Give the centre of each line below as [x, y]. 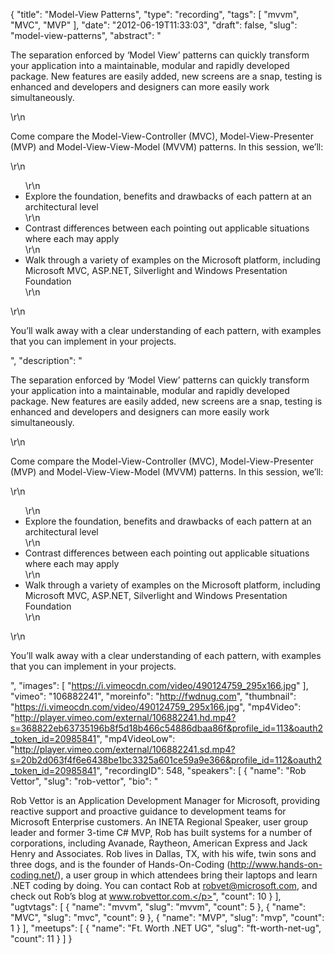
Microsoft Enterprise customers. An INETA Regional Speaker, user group [159, 822]
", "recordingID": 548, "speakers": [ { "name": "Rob [201, 770]
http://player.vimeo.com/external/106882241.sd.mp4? [125, 749]
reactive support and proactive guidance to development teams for [148, 811]
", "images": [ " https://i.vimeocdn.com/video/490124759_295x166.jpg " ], [159, 685]
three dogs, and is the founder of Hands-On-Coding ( [120, 864]
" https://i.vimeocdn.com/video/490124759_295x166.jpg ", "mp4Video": [156, 707]
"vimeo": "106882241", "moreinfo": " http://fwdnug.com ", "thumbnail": [153, 696]
